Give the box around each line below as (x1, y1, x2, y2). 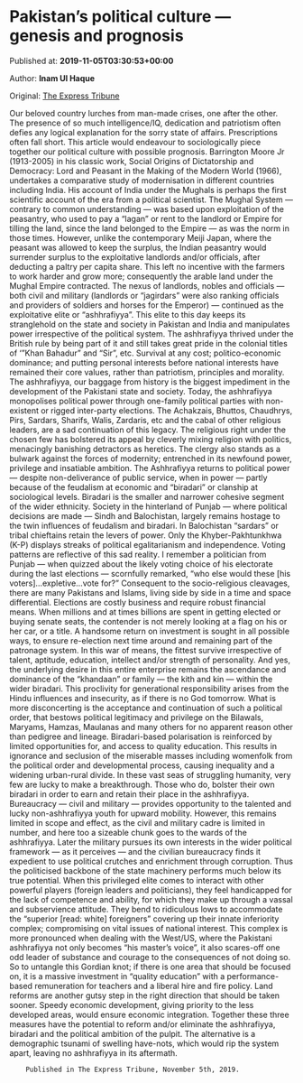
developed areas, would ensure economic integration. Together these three (9, 1009, 290, 1020)
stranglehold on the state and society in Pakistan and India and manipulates (9, 319, 290, 329)
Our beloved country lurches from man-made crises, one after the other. (9, 107, 279, 118)
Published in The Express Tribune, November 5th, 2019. (25, 1065, 241, 1074)
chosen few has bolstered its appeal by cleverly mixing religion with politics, (9, 433, 292, 444)
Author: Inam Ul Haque (9, 72, 96, 83)
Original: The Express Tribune (9, 90, 120, 101)
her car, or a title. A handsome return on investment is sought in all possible (9, 625, 290, 636)
